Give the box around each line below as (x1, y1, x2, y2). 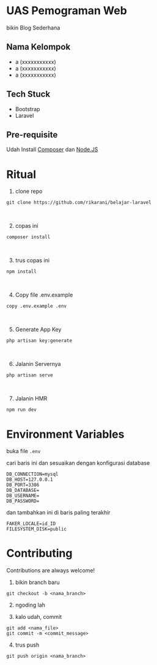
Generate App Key (15, 326, 62, 333)
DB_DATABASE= (6, 488, 40, 494)
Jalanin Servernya (15, 360, 61, 368)
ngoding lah (15, 601, 46, 609)
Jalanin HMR (15, 395, 48, 402)
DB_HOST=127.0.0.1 (6, 476, 53, 483)
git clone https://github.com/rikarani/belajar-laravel (6, 200, 152, 206)
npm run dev (6, 406, 37, 413)
